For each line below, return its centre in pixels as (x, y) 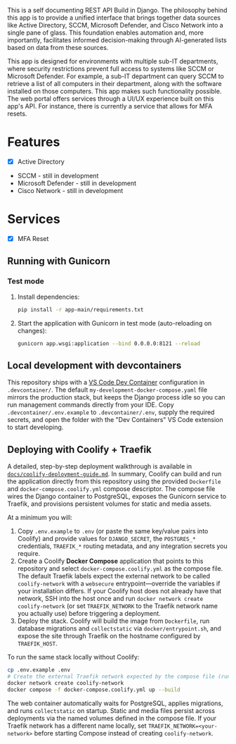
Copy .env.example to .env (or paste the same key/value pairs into (113, 531)
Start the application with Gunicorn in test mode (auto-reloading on (114, 323)
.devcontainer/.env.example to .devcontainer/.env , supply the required (111, 412)
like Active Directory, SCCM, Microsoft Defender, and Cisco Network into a (115, 25)
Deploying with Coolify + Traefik (80, 449)
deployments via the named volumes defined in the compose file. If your (112, 718)
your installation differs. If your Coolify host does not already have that (119, 591)
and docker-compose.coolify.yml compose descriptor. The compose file (111, 489)
